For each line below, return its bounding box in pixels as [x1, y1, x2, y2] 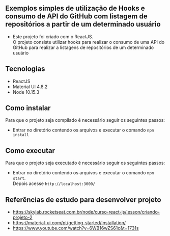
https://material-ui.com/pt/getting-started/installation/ [12, 220, 126, 226]
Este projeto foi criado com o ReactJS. [12, 33, 94, 40]
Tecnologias [5, 65, 45, 73]
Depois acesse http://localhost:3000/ [12, 180, 96, 187]
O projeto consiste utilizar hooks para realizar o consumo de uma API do [12, 39, 165, 45]
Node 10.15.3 [12, 89, 40, 95]
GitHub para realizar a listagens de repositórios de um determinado [12, 44, 154, 50]
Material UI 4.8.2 [12, 84, 48, 90]
